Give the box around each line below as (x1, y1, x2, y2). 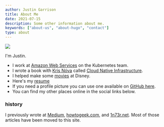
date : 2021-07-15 (5, 16, 41, 21)
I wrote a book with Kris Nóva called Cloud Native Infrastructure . (12, 67, 143, 73)
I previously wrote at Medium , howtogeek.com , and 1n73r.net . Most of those (5, 112, 160, 118)
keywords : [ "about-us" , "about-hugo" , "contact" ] (5, 26, 109, 31)
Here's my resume (12, 78, 50, 84)
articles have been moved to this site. (5, 117, 81, 123)
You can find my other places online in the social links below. (12, 89, 136, 94)
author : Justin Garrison (5, 7, 56, 12)
